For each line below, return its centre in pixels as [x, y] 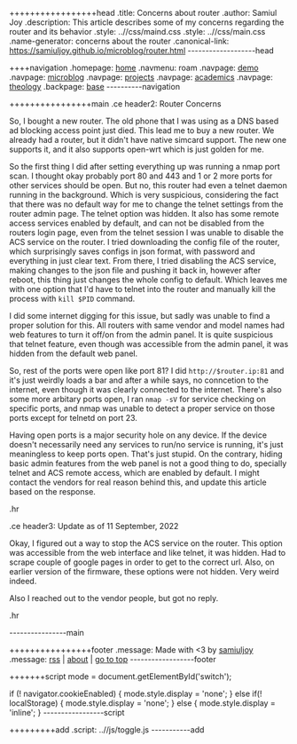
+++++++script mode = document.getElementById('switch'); [121, 677]
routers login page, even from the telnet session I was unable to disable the [146, 233]
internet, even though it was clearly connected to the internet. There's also [145, 389]
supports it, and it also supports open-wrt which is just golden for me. [137, 149]
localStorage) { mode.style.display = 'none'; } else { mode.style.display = [143, 703]
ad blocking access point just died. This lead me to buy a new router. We [142, 131]
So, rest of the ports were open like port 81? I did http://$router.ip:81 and [147, 371]
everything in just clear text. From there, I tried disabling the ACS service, [143, 261]
